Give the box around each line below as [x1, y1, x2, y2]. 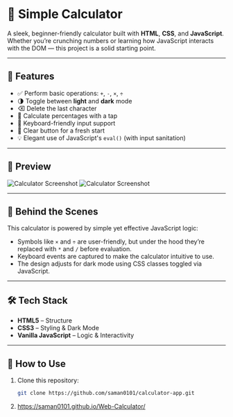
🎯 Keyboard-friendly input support [17, 119, 116, 127]
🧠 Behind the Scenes [7, 205, 98, 217]
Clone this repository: [17, 376, 79, 384]
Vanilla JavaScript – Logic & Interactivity [17, 331, 135, 339]
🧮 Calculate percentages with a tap [17, 111, 118, 120]
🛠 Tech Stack [7, 294, 68, 306]
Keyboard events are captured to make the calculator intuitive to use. [17, 253, 215, 261]
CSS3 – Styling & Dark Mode [17, 324, 99, 332]
